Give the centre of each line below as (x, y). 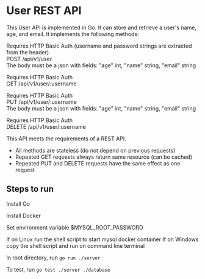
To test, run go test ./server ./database (58, 269)
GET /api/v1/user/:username (41, 84)
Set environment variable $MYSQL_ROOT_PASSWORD (75, 227)
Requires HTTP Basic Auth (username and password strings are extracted (99, 46)
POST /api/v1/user (29, 59)
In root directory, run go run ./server (53, 258)
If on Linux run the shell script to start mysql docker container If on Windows (103, 239)
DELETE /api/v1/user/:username (46, 126)
